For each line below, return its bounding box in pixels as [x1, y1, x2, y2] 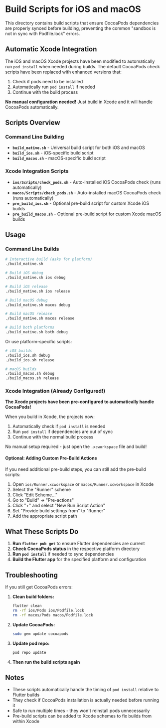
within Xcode [12, 719, 40, 725]
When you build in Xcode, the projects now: [5, 414, 95, 420]
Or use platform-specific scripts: [5, 338, 72, 344]
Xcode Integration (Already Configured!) [5, 388, 106, 395]
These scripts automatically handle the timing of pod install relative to [12, 687, 159, 693]
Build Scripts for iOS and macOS [5, 3, 141, 15]
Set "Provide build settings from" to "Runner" [12, 507, 106, 514]
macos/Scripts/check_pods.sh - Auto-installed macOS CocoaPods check [12, 189, 161, 195]
